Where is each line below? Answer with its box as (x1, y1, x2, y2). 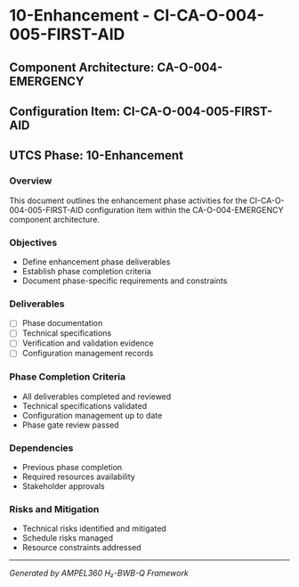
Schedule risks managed (21, 533, 114, 543)
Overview (9, 175, 53, 187)
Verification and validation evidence (21, 338, 154, 348)
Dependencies (9, 442, 74, 454)
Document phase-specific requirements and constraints (21, 275, 228, 286)
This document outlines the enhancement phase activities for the (9, 195, 247, 206)
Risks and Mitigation (9, 503, 100, 516)
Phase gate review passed (21, 420, 119, 430)
